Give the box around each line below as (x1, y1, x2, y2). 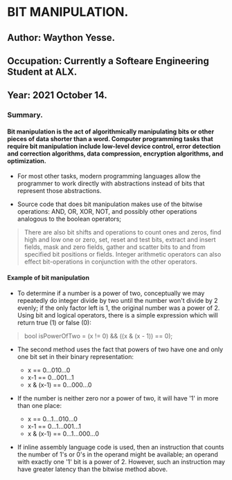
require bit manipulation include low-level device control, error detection (7, 142, 221, 150)
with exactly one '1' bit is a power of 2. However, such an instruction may (17, 457, 225, 465)
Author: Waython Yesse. (7, 32, 116, 44)
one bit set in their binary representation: (17, 352, 134, 360)
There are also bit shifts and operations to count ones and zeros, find (24, 228, 222, 237)
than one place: (17, 401, 62, 409)
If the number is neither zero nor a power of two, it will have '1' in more (17, 394, 219, 402)
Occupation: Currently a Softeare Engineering (7, 55, 209, 66)
